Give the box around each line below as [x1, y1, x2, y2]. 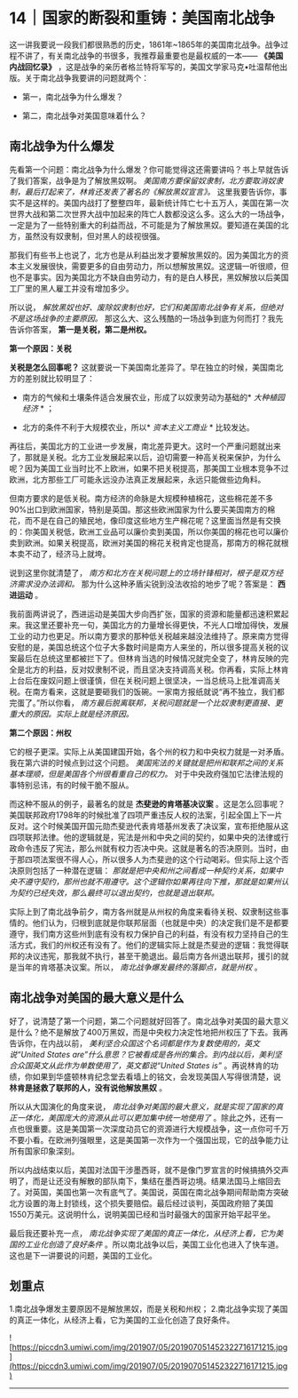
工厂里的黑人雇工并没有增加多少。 [9, 283, 134, 293]
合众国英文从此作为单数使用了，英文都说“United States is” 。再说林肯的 [9, 1059, 271, 1071]
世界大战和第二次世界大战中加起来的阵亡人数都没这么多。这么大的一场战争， [9, 208, 289, 219]
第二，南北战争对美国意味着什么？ [21, 110, 147, 121]
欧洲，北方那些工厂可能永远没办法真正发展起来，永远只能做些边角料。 [9, 474, 266, 484]
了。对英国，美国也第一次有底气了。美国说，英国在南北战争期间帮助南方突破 [9, 1186, 289, 1197]
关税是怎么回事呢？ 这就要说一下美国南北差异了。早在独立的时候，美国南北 [9, 362, 284, 372]
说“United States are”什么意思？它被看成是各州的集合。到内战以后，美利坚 [9, 1049, 282, 1059]
